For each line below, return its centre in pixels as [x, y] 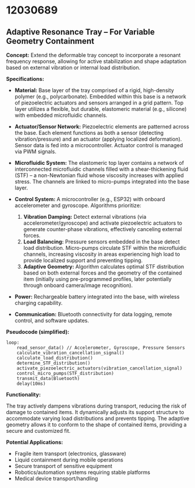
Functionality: [23, 394]
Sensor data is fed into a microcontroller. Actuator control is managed [99, 145]
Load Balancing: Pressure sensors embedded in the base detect [102, 242]
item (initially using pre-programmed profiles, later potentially [97, 279]
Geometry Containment [50, 41]
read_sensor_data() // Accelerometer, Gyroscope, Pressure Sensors [101, 348]
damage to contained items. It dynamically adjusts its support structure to [95, 412]
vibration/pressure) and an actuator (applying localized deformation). [98, 139]
